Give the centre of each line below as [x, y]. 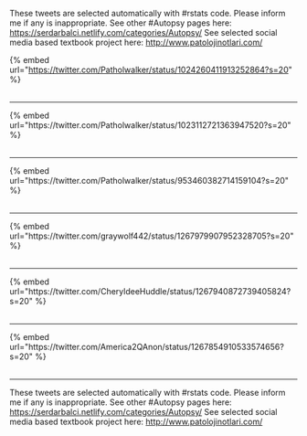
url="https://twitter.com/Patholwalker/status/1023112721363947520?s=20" [150, 125]
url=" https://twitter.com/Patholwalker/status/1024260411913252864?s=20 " [151, 69]
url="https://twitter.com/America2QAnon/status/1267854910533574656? [147, 347]
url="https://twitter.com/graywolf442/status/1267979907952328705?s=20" [152, 236]
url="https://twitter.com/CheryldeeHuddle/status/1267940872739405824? [150, 291]
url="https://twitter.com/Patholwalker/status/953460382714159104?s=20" [149, 181]
